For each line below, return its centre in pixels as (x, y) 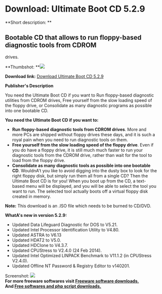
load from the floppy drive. (38, 160)
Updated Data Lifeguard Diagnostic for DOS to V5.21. (65, 225)
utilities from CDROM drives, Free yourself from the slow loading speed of (79, 100)
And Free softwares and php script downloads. (53, 286)
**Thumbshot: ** (22, 67)
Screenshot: (17, 276)
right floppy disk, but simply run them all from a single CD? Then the (80, 176)
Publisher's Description (29, 85)
